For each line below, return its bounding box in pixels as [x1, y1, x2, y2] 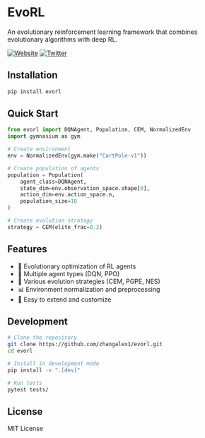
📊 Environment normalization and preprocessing [17, 285, 160, 293]
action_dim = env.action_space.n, [20, 191, 115, 199]
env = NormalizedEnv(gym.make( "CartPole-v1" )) [7, 153, 147, 160]
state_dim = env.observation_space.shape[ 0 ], [20, 184, 151, 191]
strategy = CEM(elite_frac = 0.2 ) [7, 223, 102, 230]
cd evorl [7, 348, 33, 355]
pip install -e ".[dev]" [7, 367, 81, 374]
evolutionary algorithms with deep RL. [7, 35, 118, 43]
